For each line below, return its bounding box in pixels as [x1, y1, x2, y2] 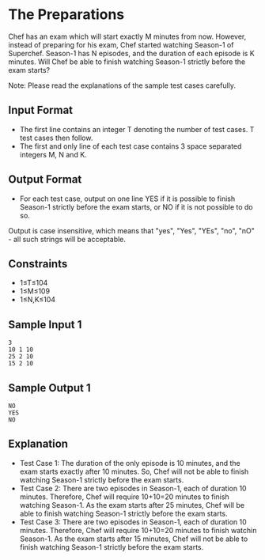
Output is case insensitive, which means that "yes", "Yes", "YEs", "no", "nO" [8, 225, 256, 235]
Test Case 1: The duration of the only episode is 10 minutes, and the [19, 458, 241, 467]
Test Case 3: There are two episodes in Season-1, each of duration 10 [19, 516, 247, 527]
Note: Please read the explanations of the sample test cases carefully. [8, 81, 236, 90]
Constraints [8, 257, 68, 271]
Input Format [8, 104, 74, 117]
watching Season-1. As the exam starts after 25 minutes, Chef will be [19, 500, 245, 509]
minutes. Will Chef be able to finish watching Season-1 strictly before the [8, 57, 246, 66]
